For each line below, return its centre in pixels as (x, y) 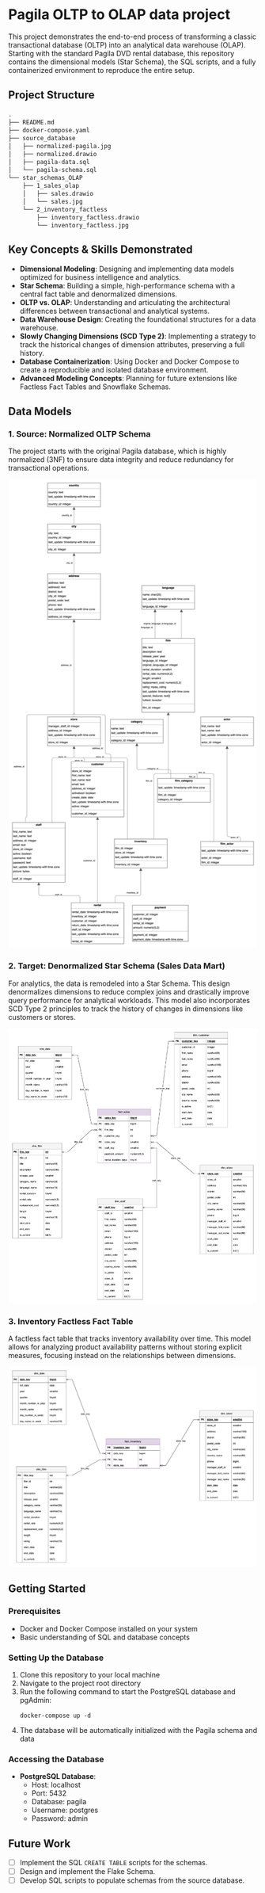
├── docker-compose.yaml (49, 130)
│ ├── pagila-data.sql (49, 162)
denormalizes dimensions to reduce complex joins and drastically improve (129, 991)
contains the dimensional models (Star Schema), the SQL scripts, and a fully (132, 62)
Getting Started (47, 1589)
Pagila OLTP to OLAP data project (119, 15)
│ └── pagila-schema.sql (53, 170)
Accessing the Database (56, 1759)
